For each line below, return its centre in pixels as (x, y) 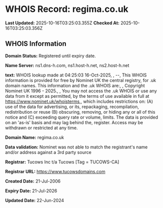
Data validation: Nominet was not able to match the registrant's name (76, 147)
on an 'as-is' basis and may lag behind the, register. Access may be (74, 122)
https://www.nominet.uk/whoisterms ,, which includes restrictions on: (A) (79, 101)
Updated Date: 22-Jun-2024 (35, 200)
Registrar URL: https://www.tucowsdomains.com (55, 171)
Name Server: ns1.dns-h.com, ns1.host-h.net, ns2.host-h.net (67, 65)
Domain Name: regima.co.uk (35, 137)
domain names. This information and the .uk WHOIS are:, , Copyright (75, 85)
